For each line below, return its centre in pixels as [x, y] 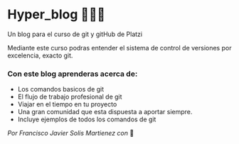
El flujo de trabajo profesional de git [70, 97]
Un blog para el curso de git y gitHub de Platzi [75, 34]
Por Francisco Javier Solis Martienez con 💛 [71, 133]
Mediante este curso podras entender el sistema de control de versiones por [119, 48]
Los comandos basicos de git [61, 89]
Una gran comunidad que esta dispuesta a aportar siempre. [105, 112]
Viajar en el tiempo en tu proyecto [67, 104]
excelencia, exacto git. [40, 55]
